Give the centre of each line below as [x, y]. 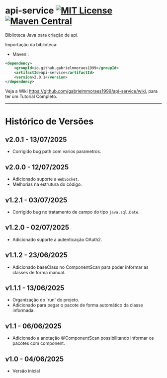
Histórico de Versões [49, 121]
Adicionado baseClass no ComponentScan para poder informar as [80, 267]
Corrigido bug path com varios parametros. [57, 151]
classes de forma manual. [39, 272]
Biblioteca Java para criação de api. [42, 35]
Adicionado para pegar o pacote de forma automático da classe [78, 305]
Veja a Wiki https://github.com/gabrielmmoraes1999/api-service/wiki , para [82, 91]
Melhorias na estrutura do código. [47, 184]
